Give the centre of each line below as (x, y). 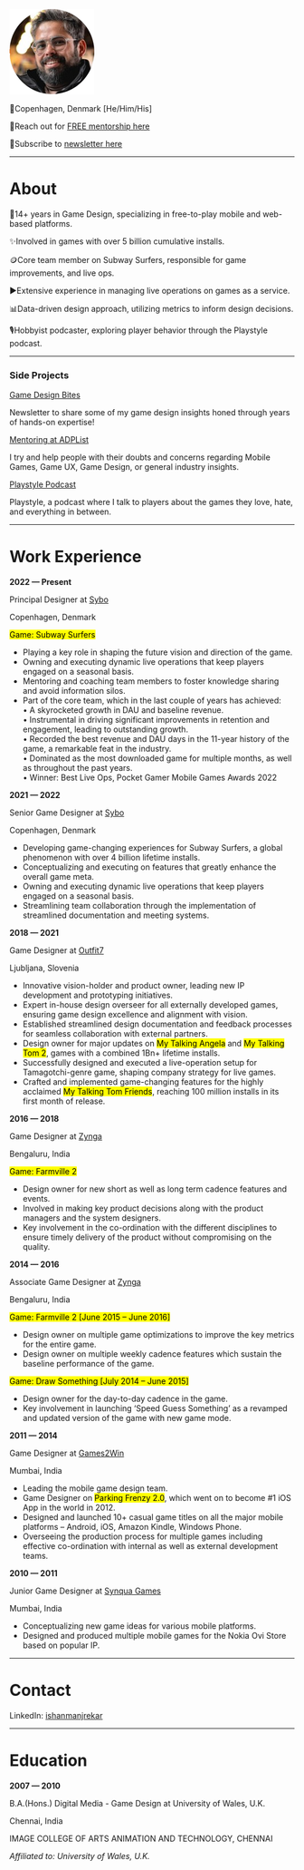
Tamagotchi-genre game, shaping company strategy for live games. (149, 1072)
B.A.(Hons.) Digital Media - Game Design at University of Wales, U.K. (138, 1804)
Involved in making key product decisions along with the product (143, 1208)
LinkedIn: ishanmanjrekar (56, 1716)
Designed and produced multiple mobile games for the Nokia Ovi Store (154, 1636)
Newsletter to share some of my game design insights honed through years (150, 413)
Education (48, 1761)
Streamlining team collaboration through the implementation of (139, 906)
